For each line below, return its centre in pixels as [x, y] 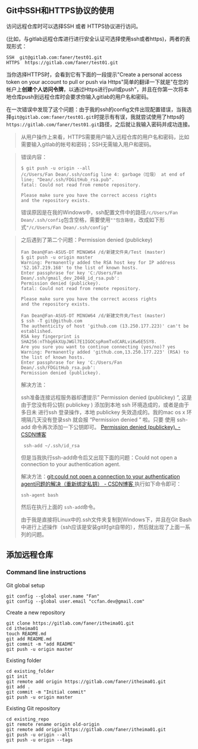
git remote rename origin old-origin [53, 724]
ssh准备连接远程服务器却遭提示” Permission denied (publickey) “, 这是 [106, 397]
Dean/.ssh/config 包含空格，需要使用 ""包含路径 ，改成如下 [90, 219]
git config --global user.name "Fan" [53, 596]
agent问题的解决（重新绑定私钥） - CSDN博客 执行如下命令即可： [101, 484]
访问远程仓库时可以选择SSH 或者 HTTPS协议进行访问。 [74, 26]
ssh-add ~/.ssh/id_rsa [52, 446]
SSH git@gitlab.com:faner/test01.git [54, 57]
